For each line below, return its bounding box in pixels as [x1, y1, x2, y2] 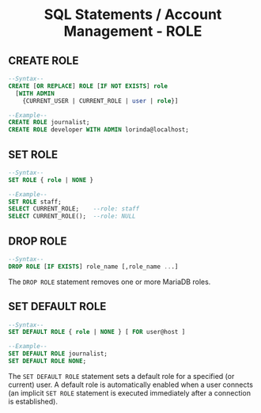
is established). [8, 396, 58, 406]
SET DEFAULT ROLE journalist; [8, 350, 108, 358]
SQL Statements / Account [43, 6, 222, 24]
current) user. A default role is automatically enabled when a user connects [8, 380, 253, 389]
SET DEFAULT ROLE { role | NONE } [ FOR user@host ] [8, 328, 186, 336]
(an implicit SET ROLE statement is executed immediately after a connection [8, 388, 252, 397]
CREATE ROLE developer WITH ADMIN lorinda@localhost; [8, 126, 190, 134]
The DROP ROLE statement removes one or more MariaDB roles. [8, 277, 211, 286]
